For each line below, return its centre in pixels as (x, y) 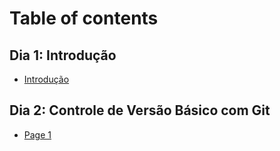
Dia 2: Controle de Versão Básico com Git (140, 110)
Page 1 (37, 134)
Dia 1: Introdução (63, 55)
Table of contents (84, 18)
